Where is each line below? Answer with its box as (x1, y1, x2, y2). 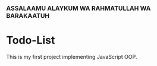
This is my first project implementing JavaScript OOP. (6, 53, 137, 60)
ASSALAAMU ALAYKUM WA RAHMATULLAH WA (6, 4, 151, 12)
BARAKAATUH (6, 11, 50, 20)
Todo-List (6, 34, 55, 47)
